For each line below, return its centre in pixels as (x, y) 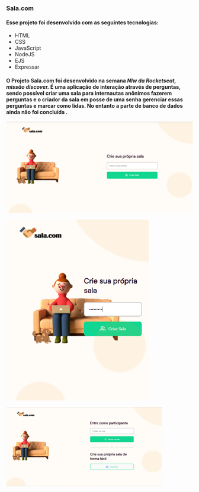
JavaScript (28, 48)
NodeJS (25, 54)
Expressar (27, 67)
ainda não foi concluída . (37, 112)
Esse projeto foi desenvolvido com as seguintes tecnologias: (82, 22)
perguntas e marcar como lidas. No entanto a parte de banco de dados (94, 105)
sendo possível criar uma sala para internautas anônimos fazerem (89, 93)
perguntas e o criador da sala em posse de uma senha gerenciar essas (95, 99)
